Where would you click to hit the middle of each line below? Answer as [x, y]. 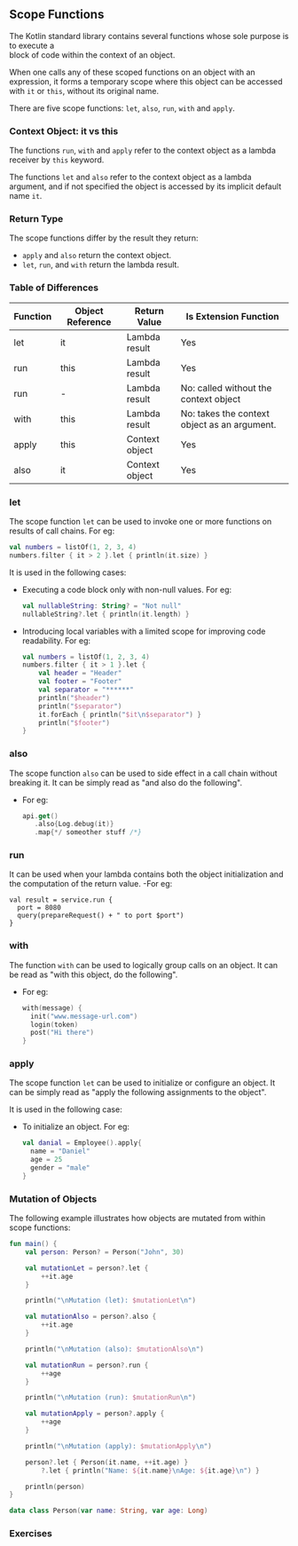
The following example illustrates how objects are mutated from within [137, 1219]
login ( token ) [55, 1024]
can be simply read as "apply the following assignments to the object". [138, 1092]
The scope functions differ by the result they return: [104, 238]
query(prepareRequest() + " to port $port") [101, 916]
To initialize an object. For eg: [76, 1127]
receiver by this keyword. [57, 160]
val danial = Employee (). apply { [82, 1143]
